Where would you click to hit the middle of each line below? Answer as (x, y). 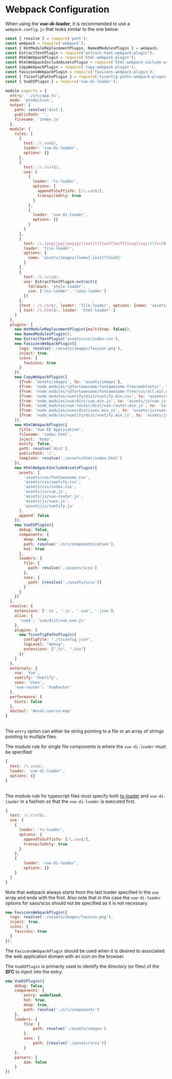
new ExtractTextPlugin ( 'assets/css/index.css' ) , (67, 339)
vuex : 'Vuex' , (29, 683)
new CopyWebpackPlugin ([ (41, 377)
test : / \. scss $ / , (42, 277)
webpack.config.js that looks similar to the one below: (62, 29)
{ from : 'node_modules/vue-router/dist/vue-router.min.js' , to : (88, 406)
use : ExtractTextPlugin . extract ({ (60, 282)
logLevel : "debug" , (45, 644)
